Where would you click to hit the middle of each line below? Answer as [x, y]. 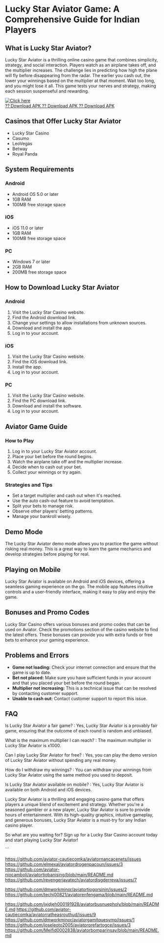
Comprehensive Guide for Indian [72, 19]
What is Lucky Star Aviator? [48, 48]
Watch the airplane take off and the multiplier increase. [68, 462]
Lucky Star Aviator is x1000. [33, 746]
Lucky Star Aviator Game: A [62, 9]
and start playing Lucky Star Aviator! [42, 840]
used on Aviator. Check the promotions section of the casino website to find [82, 629]
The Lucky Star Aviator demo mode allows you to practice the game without [82, 544]
